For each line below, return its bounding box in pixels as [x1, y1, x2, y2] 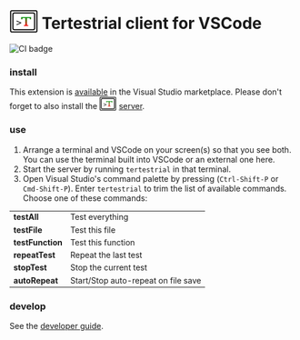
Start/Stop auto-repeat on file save [69, 275, 202, 285]
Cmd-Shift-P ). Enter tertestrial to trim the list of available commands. [22, 183, 287, 194]
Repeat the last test [69, 250, 143, 261]
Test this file [69, 224, 116, 235]
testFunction [13, 236, 63, 247]
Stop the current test [69, 262, 148, 273]
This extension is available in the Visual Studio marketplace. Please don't [9, 86, 283, 97]
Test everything [69, 212, 129, 223]
